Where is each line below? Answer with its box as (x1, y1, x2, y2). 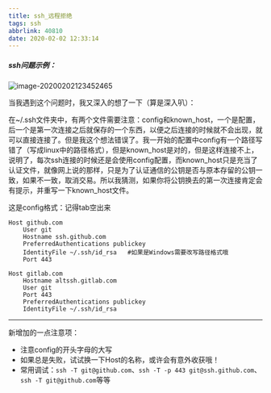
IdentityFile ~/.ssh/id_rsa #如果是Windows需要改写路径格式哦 (23, 249, 229, 257)
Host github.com (8, 219, 63, 227)
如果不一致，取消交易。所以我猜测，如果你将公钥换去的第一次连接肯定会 (22, 175, 263, 186)
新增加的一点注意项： (8, 328, 79, 337)
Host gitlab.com (8, 270, 63, 278)
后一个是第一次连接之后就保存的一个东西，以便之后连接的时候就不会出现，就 (8, 125, 263, 135)
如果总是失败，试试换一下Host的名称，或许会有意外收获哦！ (19, 355, 220, 365)
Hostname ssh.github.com (23, 233, 106, 241)
